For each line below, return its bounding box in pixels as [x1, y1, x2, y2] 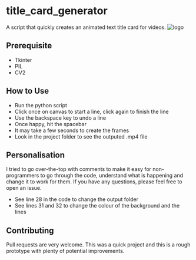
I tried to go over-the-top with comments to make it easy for [6, 166, 152, 173]
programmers [6, 172, 39, 179]
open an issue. [6, 185, 42, 192]
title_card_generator [6, 4, 108, 18]
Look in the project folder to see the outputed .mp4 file [14, 133, 148, 140]
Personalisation [6, 150, 65, 160]
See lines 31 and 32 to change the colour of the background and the [14, 202, 180, 209]
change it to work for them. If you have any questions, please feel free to [6, 178, 182, 185]
